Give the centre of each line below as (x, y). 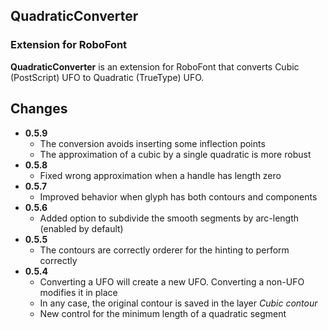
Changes (39, 109)
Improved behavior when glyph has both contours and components (178, 196)
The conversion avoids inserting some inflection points (152, 143)
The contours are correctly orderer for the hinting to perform (164, 250)
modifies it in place (78, 292)
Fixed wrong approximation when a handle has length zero (160, 175)
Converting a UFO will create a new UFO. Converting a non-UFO (172, 281)
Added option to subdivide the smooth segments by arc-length (169, 218)
